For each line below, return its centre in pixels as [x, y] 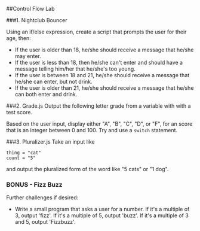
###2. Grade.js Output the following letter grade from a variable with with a [99, 106]
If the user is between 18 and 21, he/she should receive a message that [102, 75]
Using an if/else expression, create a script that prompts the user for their [96, 32]
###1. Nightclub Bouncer [37, 20]
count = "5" [21, 158]
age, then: [19, 38]
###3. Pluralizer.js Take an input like [51, 142]
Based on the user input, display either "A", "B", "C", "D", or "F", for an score [99, 124]
